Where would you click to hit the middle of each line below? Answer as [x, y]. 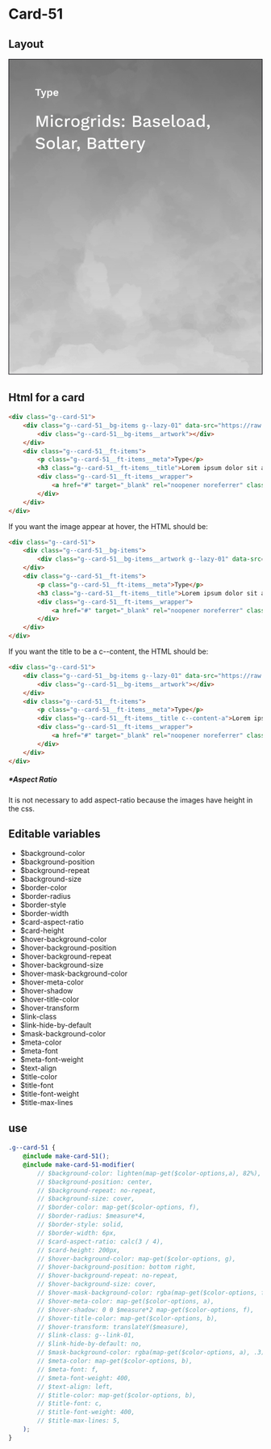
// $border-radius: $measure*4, [92, 1216]
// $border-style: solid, [81, 1225]
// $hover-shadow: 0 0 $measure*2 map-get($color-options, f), [146, 1310]
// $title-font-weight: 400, [86, 1413]
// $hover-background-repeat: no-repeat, [108, 1276]
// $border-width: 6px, [77, 1233]
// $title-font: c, [70, 1404]
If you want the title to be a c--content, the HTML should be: [108, 651]
